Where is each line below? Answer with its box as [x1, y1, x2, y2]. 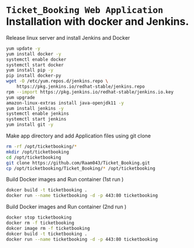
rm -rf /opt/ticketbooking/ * [6, 144, 77, 150]
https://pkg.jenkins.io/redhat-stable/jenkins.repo [16, 84, 145, 89]
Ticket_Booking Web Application [6, 5, 164, 16]
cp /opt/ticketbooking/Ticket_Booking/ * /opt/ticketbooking [6, 166, 156, 171]
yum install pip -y [6, 67, 54, 73]
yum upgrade [6, 94, 35, 101]
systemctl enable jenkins [6, 111, 69, 117]
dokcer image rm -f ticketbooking [6, 225, 91, 231]
